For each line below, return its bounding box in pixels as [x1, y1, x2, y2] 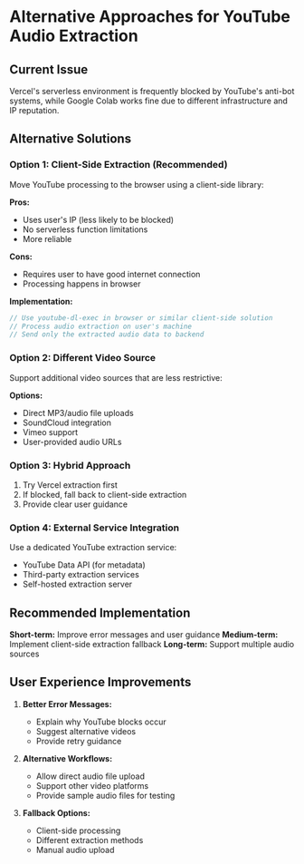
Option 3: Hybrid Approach [9, 459, 131, 471]
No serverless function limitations [22, 224, 148, 235]
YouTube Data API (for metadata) [22, 559, 147, 570]
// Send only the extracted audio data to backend [9, 330, 204, 339]
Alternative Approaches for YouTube [9, 6, 291, 27]
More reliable [22, 233, 72, 244]
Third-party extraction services [22, 569, 140, 580]
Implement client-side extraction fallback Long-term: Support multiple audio [9, 639, 295, 650]
